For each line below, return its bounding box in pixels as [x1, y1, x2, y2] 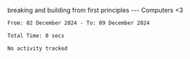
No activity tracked [7, 45, 69, 52]
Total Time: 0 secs [7, 32, 65, 39]
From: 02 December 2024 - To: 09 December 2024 [7, 20, 150, 27]
